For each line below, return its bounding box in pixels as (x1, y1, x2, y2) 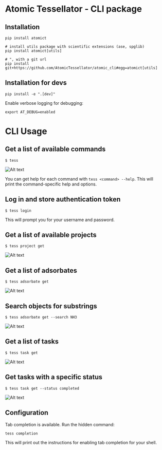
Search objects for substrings (5, 302, 97, 310)
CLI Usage (5, 126, 47, 137)
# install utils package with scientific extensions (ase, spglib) (5, 44, 145, 49)
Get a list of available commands (5, 145, 106, 153)
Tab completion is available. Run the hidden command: (5, 421, 115, 427)
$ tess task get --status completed (5, 386, 79, 391)
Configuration (5, 409, 49, 417)
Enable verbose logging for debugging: (5, 100, 84, 106)
